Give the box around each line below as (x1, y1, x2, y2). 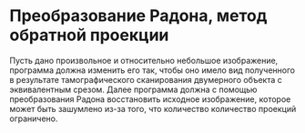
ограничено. (9, 113, 58, 124)
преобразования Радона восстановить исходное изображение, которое (9, 93, 291, 105)
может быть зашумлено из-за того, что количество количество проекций (9, 103, 297, 114)
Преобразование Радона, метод (9, 5, 268, 26)
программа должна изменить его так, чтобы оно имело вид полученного (9, 65, 296, 76)
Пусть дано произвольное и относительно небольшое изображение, (9, 55, 279, 66)
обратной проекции (9, 25, 169, 46)
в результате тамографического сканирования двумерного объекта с (9, 74, 282, 85)
